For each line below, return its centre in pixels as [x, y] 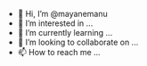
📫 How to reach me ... [59, 52]
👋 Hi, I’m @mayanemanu [63, 14]
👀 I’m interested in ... [55, 23]
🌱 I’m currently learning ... [65, 33]
